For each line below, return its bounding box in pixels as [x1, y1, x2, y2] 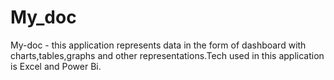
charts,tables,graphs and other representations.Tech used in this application [10, 49, 325, 61]
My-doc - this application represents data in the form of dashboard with [10, 39, 307, 51]
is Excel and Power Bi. [10, 60, 102, 72]
